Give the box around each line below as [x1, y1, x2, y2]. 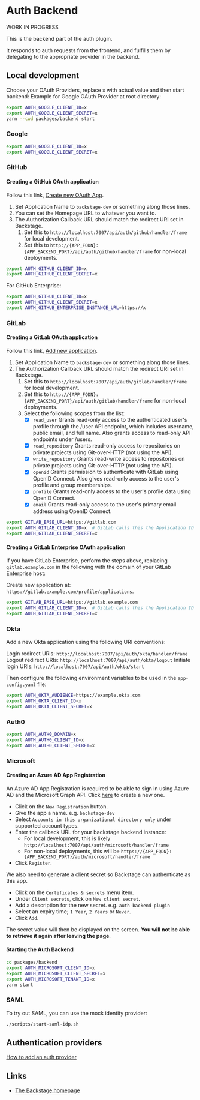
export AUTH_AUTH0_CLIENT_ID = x [6, 736, 84, 743]
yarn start [6, 982, 34, 988]
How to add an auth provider [6, 1054, 77, 1061]
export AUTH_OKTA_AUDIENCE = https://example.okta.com [6, 693, 141, 699]
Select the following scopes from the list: [23, 410, 125, 417]
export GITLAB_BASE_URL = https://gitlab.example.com [6, 600, 138, 606]
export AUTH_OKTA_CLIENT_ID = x [6, 698, 82, 704]
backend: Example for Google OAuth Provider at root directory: [6, 92, 162, 100]
